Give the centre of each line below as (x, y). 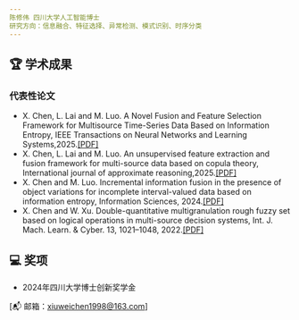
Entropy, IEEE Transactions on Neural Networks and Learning (135, 135)
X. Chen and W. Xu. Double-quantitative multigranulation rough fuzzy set (156, 211)
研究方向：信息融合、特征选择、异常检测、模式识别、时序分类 (106, 26)
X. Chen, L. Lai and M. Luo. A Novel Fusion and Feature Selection (141, 116)
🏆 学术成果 (41, 64)
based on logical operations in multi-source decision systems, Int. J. (148, 221)
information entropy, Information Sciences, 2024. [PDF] (123, 201)
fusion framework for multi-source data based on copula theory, (140, 164)
